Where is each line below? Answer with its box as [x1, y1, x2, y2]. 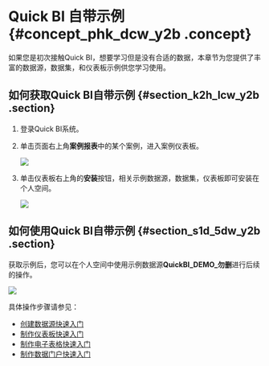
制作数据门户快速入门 [19, 349, 91, 359]
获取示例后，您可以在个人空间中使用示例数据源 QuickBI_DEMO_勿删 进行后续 [8, 259, 260, 269]
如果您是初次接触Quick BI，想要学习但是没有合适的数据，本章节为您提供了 [8, 52, 255, 62]
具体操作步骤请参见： [8, 302, 79, 311]
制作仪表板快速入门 [19, 329, 84, 339]
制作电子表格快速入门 [19, 339, 91, 348]
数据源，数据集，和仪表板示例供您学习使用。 [22, 62, 170, 72]
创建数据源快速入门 [19, 319, 84, 328]
